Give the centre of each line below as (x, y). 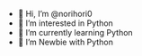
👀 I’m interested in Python (66, 23)
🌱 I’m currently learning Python (75, 32)
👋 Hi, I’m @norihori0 (55, 14)
